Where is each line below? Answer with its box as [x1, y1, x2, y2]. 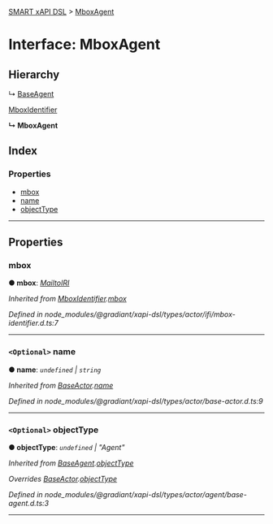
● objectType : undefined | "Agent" [8, 442, 125, 452]
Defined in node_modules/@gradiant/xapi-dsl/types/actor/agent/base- [8, 489, 248, 499]
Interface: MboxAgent [8, 36, 161, 54]
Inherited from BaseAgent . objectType [8, 458, 134, 468]
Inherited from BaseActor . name [8, 380, 114, 390]
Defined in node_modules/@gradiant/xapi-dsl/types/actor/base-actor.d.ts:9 [8, 396, 263, 405]
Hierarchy [8, 67, 60, 81]
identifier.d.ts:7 [8, 318, 58, 328]
